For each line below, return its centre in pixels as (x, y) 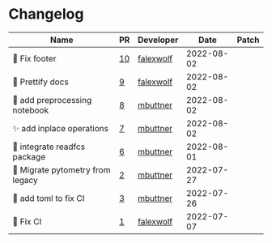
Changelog (46, 14)
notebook (31, 110)
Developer (158, 40)
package (29, 156)
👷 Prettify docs (40, 82)
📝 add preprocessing (52, 100)
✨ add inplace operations (61, 128)
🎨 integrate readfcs (49, 147)
